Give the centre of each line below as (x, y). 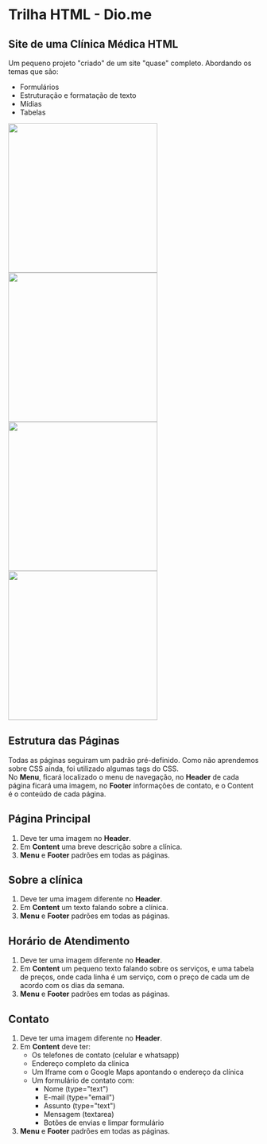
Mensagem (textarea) (79, 1115)
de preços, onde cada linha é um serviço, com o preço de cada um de (135, 977)
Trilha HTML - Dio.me (80, 15)
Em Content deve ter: (55, 1047)
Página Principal (50, 819)
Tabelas (33, 112)
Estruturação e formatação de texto (78, 95)
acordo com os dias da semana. (72, 986)
